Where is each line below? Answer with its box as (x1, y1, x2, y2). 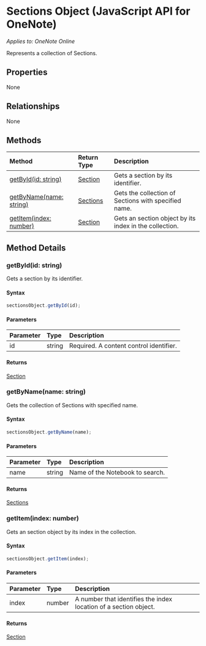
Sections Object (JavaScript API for (6, 4, 191, 18)
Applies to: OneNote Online (6, 37, 75, 45)
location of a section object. (75, 602, 155, 610)
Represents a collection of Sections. (6, 49, 97, 56)
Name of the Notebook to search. (69, 468, 166, 477)
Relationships (6, 101, 60, 111)
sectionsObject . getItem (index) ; (6, 555, 89, 561)
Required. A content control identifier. (69, 342, 177, 350)
